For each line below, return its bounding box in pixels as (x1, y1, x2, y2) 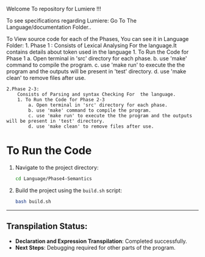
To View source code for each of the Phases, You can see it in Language (6, 35, 189, 42)
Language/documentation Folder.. (6, 24, 92, 31)
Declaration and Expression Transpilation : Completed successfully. (15, 237, 187, 245)
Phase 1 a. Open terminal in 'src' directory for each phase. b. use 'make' (6, 55, 187, 62)
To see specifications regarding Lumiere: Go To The (6, 17, 137, 24)
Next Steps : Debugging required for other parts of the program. (15, 244, 176, 251)
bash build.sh (15, 198, 51, 205)
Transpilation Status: (6, 221, 88, 231)
